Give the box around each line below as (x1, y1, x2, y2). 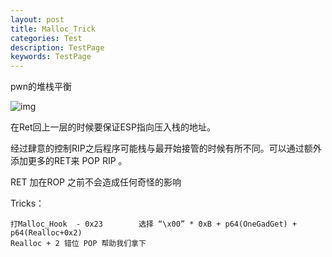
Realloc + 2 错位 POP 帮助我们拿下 (10, 239, 147, 249)
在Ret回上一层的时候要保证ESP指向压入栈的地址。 (10, 121, 216, 133)
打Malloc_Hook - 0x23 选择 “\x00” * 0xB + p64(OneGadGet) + (10, 219, 298, 230)
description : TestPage (10, 42, 105, 53)
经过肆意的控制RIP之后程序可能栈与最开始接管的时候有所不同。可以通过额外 (10, 142, 322, 155)
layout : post (10, 14, 65, 25)
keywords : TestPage (10, 52, 92, 62)
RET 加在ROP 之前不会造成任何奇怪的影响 (10, 176, 182, 188)
